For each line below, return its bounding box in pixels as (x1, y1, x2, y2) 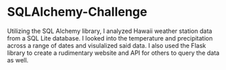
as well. (7, 56, 29, 64)
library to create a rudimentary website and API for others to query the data (7, 49, 220, 57)
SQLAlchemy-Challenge (7, 4, 147, 20)
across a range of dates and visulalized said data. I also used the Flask (7, 41, 207, 49)
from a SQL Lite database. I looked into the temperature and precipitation (7, 34, 213, 42)
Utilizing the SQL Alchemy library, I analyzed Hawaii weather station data (7, 27, 212, 35)
